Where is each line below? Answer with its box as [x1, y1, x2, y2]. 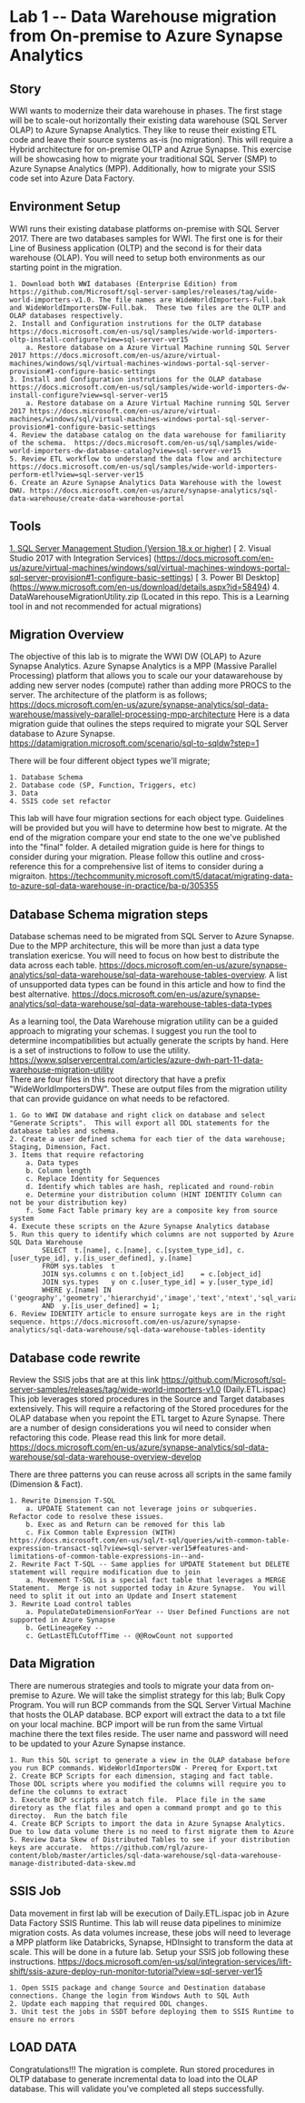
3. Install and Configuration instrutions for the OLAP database [9, 374, 261, 383]
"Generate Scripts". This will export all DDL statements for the [9, 1119, 271, 1128]
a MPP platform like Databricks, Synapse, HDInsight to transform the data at [9, 1937, 293, 1948]
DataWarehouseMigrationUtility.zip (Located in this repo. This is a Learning [9, 590, 290, 601]
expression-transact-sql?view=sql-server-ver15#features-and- [9, 1544, 250, 1553]
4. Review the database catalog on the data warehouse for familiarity [9, 430, 286, 440]
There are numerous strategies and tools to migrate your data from [9, 1680, 260, 1691]
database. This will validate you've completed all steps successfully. [9, 2083, 265, 2094]
